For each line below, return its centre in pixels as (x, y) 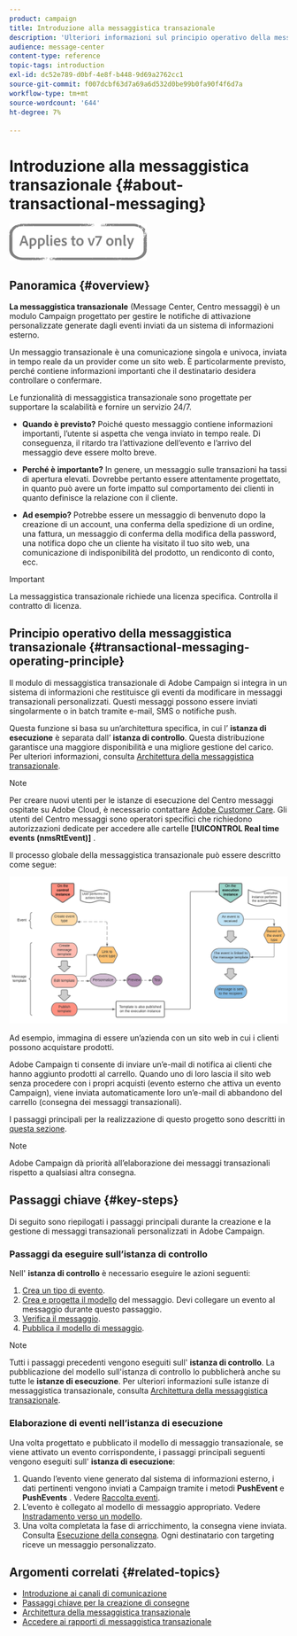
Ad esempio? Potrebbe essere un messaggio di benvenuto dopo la (144, 515)
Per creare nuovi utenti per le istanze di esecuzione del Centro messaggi (141, 800)
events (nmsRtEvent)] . (53, 837)
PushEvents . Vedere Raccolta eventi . (91, 1497)
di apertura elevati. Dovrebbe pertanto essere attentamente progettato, (151, 479)
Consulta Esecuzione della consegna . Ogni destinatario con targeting (148, 1535)
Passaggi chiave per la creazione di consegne (106, 1603)
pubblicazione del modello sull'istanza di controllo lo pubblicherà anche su (145, 1372)
